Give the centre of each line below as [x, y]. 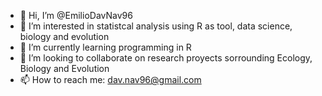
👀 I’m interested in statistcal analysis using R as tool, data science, [156, 26]
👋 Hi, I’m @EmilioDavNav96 [76, 15]
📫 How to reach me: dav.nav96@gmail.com [110, 79]
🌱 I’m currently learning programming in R [105, 47]
